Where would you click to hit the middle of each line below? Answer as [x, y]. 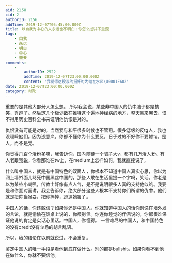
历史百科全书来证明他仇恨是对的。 [55, 119]
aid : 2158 [16, 10]
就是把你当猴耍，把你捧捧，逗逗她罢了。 [48, 197]
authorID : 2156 [21, 19]
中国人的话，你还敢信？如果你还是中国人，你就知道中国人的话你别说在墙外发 [86, 208]
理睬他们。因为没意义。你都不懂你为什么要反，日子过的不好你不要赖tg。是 [88, 136]
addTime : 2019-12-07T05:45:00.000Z [43, 24]
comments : [16, 63]
